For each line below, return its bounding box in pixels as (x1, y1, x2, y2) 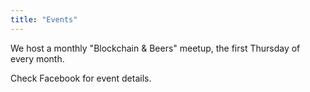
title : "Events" (10, 14, 78, 25)
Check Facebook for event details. (10, 72, 152, 84)
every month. (10, 52, 65, 65)
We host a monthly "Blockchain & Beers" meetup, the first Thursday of (10, 42, 301, 54)
